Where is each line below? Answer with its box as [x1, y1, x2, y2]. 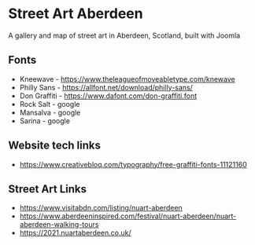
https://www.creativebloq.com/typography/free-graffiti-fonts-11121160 [19, 159, 248, 169]
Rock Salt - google [19, 99, 80, 108]
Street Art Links [8, 182, 87, 196]
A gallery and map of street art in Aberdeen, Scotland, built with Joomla [8, 31, 241, 40]
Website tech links [8, 139, 101, 152]
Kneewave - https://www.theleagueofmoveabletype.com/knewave [19, 74, 235, 83]
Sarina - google [19, 115, 71, 126]
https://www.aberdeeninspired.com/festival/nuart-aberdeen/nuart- [19, 211, 237, 221]
